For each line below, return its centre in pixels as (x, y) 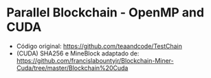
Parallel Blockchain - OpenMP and (105, 13)
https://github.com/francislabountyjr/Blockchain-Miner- (95, 60)
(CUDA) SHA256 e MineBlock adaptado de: (78, 53)
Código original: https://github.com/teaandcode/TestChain (99, 46)
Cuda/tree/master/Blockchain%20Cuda (72, 68)
